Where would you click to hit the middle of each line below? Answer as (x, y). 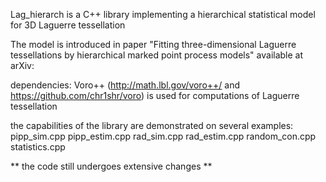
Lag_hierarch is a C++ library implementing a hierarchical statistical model (163, 14)
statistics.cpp (38, 147)
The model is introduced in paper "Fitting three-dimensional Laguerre (153, 44)
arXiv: (22, 65)
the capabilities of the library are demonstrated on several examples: (152, 125)
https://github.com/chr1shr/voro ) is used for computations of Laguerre (155, 95)
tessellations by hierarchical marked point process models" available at (157, 55)
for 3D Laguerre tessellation (68, 25)
